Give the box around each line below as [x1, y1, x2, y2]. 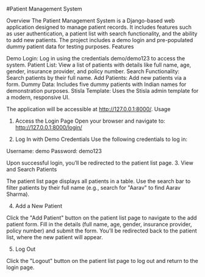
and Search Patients [6, 166, 57, 173]
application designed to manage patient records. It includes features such [6, 24, 192, 31]
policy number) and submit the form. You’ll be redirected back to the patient [6, 227, 197, 234]
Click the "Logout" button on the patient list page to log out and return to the [6, 257, 198, 264]
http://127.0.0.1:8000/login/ [15, 124, 82, 131]
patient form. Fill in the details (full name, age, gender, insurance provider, [6, 221, 192, 228]
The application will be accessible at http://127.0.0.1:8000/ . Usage [6, 106, 171, 112]
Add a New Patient [15, 203, 62, 209]
